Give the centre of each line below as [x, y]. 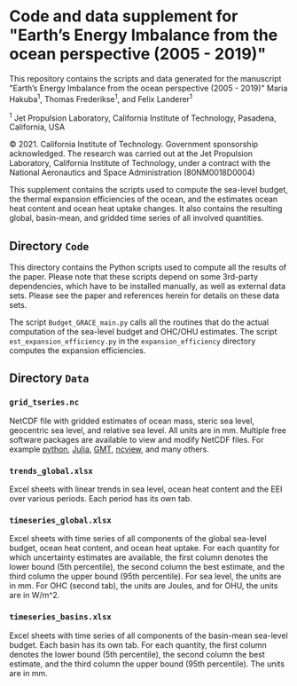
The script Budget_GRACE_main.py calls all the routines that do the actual [139, 322]
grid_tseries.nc [44, 402]
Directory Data [49, 378]
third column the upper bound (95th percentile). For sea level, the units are [145, 576]
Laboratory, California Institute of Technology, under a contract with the [140, 163]
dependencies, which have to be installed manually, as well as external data [148, 287]
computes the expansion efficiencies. [78, 351]
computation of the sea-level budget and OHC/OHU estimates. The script [143, 332]
